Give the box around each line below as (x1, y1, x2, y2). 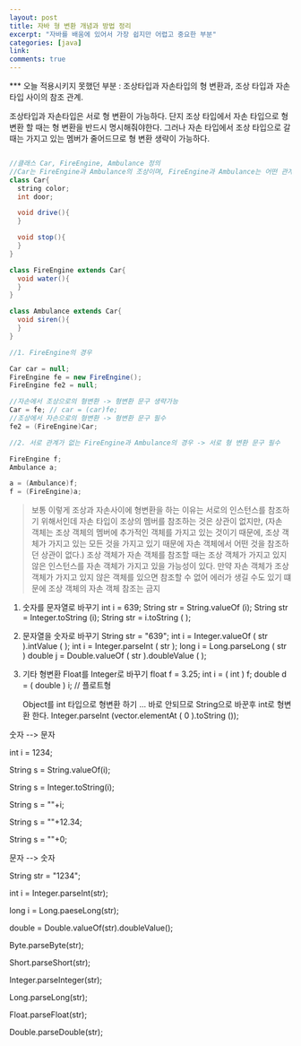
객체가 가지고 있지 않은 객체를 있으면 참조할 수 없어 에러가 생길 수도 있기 (30, 572, 282, 583)
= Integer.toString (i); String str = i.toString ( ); (21, 612, 191, 623)
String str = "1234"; (9, 870, 81, 881)
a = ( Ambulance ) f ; (9, 479, 78, 488)
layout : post (9, 13, 58, 22)
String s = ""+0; (9, 834, 68, 845)
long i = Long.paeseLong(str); (9, 905, 119, 916)
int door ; (17, 192, 54, 202)
